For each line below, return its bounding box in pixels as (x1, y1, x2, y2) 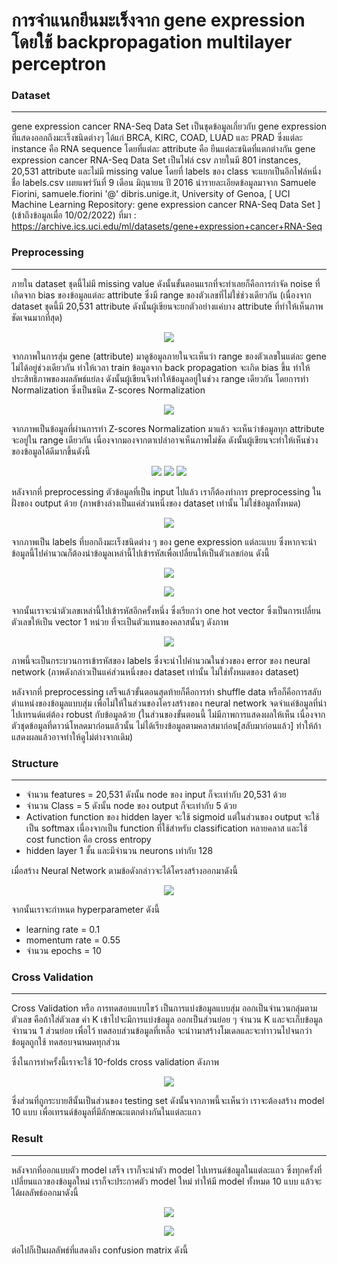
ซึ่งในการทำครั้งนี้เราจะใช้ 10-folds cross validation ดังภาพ (11, 1056, 219, 1068)
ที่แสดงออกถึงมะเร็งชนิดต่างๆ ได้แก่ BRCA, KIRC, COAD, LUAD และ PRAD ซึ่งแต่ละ (11, 132, 303, 144)
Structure (11, 756, 59, 770)
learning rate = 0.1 (25, 924, 101, 936)
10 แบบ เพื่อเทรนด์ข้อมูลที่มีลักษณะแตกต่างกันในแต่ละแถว (11, 1106, 201, 1118)
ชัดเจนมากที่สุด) (11, 311, 63, 323)
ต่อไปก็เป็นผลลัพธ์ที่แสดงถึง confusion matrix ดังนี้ (11, 1244, 189, 1256)
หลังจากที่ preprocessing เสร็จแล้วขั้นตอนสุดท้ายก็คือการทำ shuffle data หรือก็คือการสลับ (11, 685, 322, 698)
